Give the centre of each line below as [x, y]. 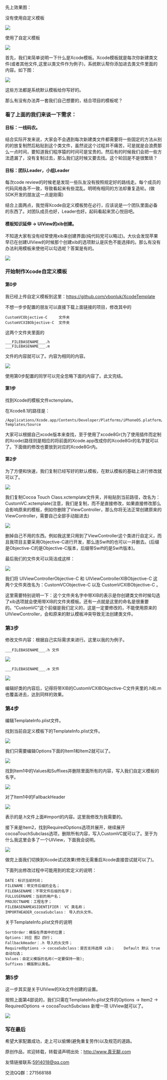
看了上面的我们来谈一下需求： [41, 114]
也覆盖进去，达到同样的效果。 [36, 694]
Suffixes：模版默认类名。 [29, 964]
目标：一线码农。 [23, 127]
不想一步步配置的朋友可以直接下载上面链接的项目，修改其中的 [68, 307]
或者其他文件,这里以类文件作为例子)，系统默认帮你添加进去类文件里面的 [84, 64]
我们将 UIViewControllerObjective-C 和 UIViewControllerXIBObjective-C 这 [82, 579]
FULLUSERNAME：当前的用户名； [34, 896]
